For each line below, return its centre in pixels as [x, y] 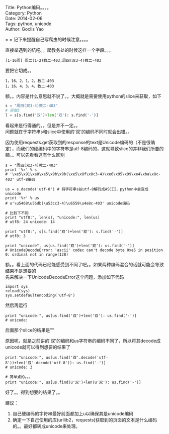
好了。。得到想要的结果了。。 [34, 392]
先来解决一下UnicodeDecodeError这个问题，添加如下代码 [65, 277]
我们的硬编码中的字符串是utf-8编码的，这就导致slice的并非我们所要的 [92, 148]
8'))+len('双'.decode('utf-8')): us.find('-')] [56, 363]
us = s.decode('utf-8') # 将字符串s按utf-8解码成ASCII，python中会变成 [77, 189]
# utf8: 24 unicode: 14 [30, 222]
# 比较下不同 [17, 213]
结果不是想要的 [21, 271]
